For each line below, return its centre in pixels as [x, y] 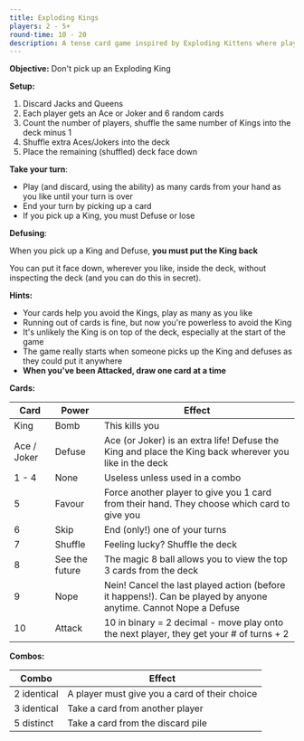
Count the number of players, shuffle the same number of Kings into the [157, 123]
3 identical [36, 708]
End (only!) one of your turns [165, 530]
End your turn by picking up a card [87, 206]
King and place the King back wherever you [196, 451]
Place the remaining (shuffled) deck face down [109, 152]
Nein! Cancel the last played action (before [195, 585]
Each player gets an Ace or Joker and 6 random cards [123, 113]
